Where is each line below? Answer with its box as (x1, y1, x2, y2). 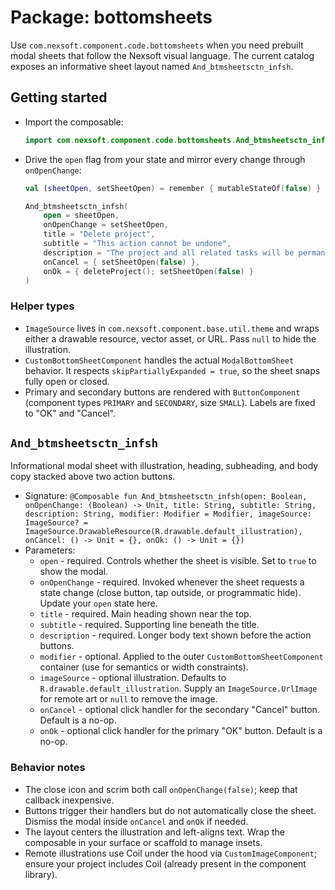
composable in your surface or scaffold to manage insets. (24, 836, 263, 848)
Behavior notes (10, 761, 86, 775)
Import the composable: (24, 116, 124, 128)
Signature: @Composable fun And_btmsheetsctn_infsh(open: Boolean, (24, 490, 308, 502)
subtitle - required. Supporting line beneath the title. (39, 619, 260, 631)
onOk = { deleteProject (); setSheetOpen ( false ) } (43, 266, 255, 276)
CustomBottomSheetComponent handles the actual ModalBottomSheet (24, 354, 295, 366)
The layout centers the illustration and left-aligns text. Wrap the (24, 826, 285, 838)
